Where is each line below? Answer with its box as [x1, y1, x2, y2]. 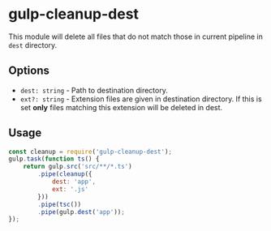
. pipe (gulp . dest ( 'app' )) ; [37, 207, 126, 216]
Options [8, 64, 50, 78]
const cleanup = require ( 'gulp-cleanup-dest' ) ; [8, 148, 173, 156]
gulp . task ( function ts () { [8, 155, 100, 163]
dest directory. [8, 40, 58, 49]
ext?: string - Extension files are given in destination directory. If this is [19, 94, 262, 104]
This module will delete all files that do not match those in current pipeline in [8, 32, 264, 41]
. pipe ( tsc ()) [37, 200, 82, 208]
